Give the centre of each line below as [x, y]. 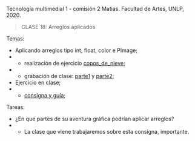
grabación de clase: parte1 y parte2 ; [69, 76]
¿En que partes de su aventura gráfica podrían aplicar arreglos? [94, 119]
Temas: [15, 38]
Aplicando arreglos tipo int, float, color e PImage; [76, 50]
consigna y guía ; [45, 95]
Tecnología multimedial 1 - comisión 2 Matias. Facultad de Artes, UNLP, [95, 9]
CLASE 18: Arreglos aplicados [58, 27]
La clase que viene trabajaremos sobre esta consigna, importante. [107, 132]
